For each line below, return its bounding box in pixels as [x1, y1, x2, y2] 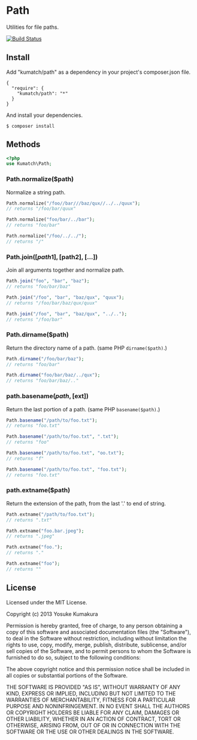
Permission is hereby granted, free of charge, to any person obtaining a [6, 622, 183, 629]
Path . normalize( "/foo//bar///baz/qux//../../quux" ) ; [6, 200, 141, 206]
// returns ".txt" [6, 517, 52, 523]
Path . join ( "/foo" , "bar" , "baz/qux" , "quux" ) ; [6, 294, 125, 300]
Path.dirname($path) [6, 330, 69, 339]
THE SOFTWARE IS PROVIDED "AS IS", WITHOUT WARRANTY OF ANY [6, 683, 181, 690]
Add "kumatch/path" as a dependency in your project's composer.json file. [6, 68, 191, 76]
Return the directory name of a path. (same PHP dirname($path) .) [6, 344, 168, 351]
